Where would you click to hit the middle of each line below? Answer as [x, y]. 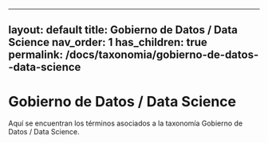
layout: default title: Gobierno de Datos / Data [123, 30]
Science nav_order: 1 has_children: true [108, 43]
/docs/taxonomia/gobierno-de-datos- [162, 55]
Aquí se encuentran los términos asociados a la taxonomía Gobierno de [126, 123]
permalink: [36, 55]
